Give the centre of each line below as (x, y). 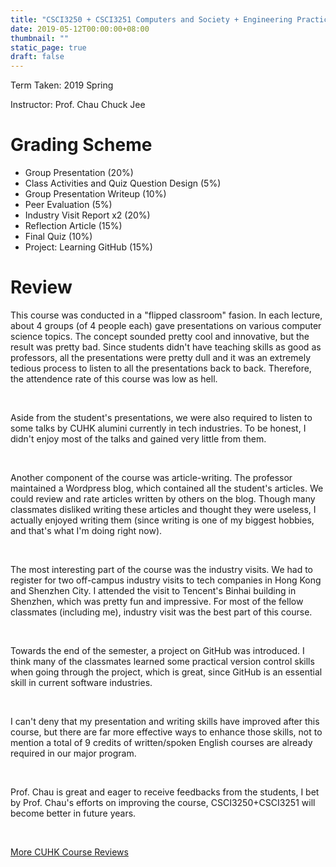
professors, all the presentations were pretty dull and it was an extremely (160, 357)
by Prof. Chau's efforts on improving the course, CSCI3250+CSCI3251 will (163, 802)
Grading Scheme (81, 145)
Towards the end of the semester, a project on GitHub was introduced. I (157, 650)
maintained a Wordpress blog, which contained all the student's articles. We (167, 488)
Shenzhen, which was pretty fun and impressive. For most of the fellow (157, 601)
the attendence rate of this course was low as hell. (114, 379)
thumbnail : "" (40, 38)
